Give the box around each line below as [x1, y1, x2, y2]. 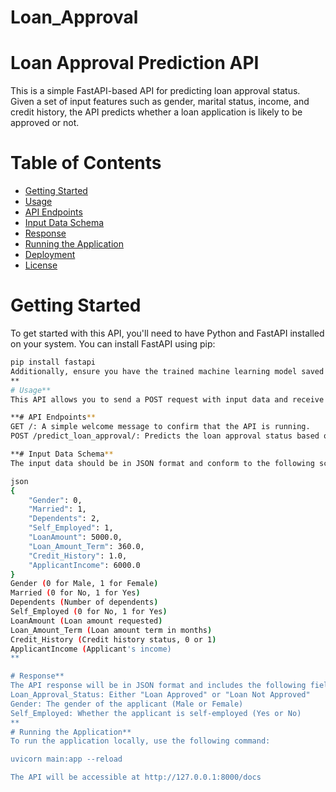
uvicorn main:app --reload [10, 754, 123, 765]
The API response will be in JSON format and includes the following [10, 681, 307, 691]
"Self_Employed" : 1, [28, 523, 114, 533]
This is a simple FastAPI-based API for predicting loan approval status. [10, 85, 301, 97]
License [24, 259, 58, 271]
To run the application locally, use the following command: [10, 736, 271, 746]
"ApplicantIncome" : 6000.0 [28, 560, 141, 570]
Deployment [24, 249, 76, 261]
